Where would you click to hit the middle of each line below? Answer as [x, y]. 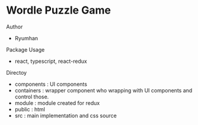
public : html [30, 109]
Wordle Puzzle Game [59, 10]
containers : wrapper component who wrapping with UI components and [103, 90]
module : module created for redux [57, 103]
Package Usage [25, 49]
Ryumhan [26, 38]
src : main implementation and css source [66, 116]
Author [15, 27]
